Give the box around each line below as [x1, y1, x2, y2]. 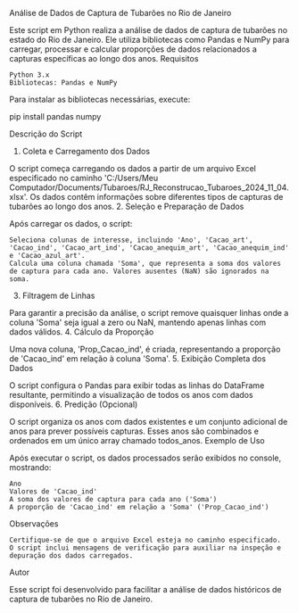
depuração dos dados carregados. [9, 551, 134, 560]
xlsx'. [9, 192, 29, 202]
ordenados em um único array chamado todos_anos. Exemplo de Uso [9, 435, 265, 445]
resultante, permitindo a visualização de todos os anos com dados [9, 390, 253, 400]
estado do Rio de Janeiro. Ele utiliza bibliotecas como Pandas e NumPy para [9, 35, 290, 45]
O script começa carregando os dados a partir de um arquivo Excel [9, 163, 256, 173]
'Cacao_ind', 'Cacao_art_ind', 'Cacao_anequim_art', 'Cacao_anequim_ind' [9, 244, 290, 253]
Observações [9, 518, 59, 529]
